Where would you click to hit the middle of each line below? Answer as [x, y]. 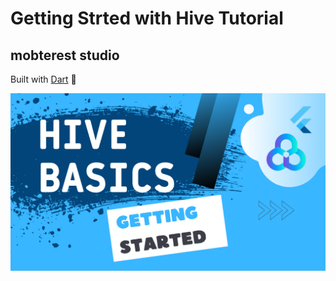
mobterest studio [65, 55]
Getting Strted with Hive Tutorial [147, 18]
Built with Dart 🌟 [43, 79]
